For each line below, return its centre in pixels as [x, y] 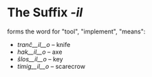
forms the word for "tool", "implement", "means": [76, 31]
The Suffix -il [45, 13]
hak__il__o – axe [40, 52]
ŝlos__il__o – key [40, 59]
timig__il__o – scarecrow [51, 66]
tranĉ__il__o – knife [44, 44]
